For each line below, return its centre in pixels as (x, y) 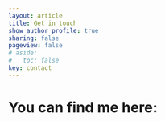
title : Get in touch (43, 23)
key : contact (30, 68)
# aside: (23, 53)
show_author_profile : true (54, 30)
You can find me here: (83, 107)
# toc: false (34, 61)
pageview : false (35, 46)
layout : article (35, 16)
